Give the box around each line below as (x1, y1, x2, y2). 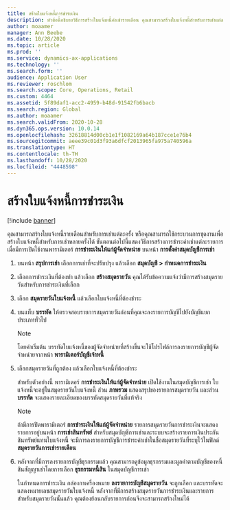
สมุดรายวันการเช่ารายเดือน (16, 443, 77, 452)
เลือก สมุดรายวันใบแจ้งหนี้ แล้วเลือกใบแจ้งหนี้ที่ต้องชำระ (16, 293, 142, 302)
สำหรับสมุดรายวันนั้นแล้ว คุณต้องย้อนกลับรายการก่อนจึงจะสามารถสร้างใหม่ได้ (16, 494, 190, 502)
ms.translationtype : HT (7, 144, 76, 151)
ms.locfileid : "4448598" (7, 163, 78, 170)
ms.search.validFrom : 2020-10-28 (7, 118, 103, 126)
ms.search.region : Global (7, 106, 81, 113)
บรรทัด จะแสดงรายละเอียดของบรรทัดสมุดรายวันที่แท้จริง (16, 393, 143, 401)
